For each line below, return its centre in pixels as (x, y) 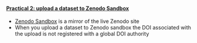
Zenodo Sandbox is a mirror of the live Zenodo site (77, 21)
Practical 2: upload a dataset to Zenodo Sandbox (68, 8)
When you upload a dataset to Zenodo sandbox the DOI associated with (103, 28)
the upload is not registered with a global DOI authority (82, 34)
